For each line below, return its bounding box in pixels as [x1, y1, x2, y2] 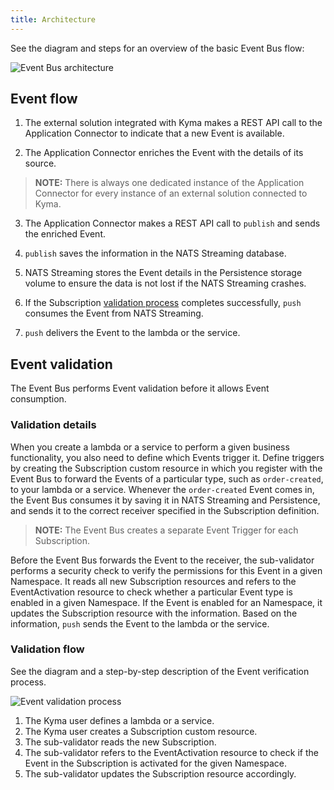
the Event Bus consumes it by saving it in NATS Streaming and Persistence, [10, 494, 321, 506]
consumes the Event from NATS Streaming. [24, 307, 204, 320]
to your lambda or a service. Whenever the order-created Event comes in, [10, 483, 315, 495]
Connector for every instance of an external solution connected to [34, 187, 308, 200]
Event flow [10, 91, 78, 108]
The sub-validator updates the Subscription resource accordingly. [24, 767, 297, 780]
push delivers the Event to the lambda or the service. [24, 327, 241, 339]
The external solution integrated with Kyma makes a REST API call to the [24, 117, 323, 129]
